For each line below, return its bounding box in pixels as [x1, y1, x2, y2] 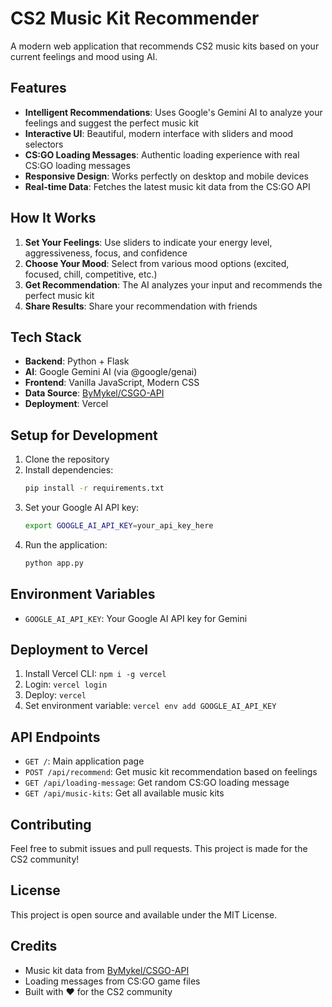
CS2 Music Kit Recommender [10, 7, 260, 30]
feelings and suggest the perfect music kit [24, 117, 199, 129]
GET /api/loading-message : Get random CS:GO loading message [24, 777, 290, 789]
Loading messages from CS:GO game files [24, 975, 201, 987]
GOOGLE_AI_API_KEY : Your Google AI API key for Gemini [24, 612, 248, 624]
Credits [10, 938, 58, 955]
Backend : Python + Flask [24, 355, 130, 367]
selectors [24, 138, 64, 150]
